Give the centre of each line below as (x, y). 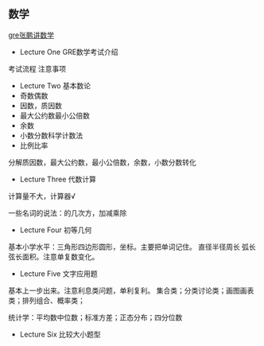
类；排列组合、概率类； (47, 300)
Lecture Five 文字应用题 (58, 274)
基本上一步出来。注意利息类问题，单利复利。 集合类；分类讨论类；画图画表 (131, 290)
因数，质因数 (41, 105)
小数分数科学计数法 (51, 135)
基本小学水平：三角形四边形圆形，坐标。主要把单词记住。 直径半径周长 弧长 (132, 247)
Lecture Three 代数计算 (58, 179)
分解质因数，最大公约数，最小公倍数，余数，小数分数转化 (102, 162)
